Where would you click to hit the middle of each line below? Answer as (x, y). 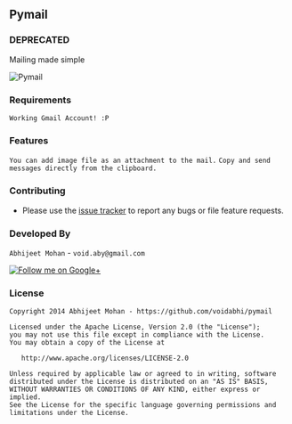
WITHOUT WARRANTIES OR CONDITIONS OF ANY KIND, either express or (135, 390)
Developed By (40, 233)
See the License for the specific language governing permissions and (143, 405)
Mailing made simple (47, 59)
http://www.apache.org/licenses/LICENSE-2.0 (105, 359)
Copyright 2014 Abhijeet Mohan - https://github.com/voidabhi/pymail (141, 312)
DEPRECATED (40, 40)
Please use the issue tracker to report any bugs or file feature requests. (153, 210)
